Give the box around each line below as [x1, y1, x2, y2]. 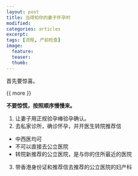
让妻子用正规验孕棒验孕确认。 [15, 115, 90, 122]
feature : [11, 49, 34, 55]
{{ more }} [6, 89, 31, 96]
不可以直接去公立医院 [15, 143, 68, 150]
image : [6, 43, 23, 49]
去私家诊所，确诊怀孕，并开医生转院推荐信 [15, 122, 122, 129]
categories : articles [6, 25, 61, 32]
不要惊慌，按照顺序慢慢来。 [6, 101, 76, 109]
